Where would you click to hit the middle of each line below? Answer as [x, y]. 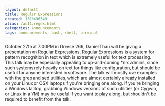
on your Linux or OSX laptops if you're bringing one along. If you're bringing [82, 83]
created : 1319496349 [26, 19]
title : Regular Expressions [34, 14]
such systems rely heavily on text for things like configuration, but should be [82, 68]
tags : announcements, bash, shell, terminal [51, 33]
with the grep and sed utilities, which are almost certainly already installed [80, 78]
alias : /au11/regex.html [31, 23]
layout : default [22, 10]
